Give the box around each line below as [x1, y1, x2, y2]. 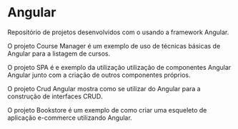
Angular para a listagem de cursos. [7, 49, 111, 58]
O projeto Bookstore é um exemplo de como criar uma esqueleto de [7, 105, 207, 114]
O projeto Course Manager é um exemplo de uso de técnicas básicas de [7, 41, 221, 50]
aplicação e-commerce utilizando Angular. [7, 113, 132, 122]
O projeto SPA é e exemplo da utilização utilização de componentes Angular [7, 63, 232, 71]
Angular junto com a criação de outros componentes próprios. [7, 71, 191, 79]
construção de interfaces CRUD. [7, 92, 103, 100]
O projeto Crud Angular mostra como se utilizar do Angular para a [7, 84, 202, 93]
